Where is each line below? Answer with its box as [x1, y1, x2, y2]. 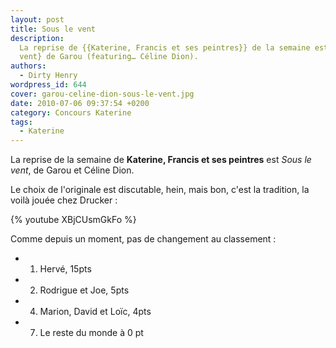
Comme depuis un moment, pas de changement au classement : [10, 233, 277, 245]
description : [10, 33, 65, 43]
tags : [10, 117, 33, 127]
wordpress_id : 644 [10, 80, 87, 90]
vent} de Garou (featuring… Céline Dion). [19, 52, 199, 62]
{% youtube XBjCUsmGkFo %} [10, 214, 137, 226]
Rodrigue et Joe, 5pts [39, 284, 130, 296]
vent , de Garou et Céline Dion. [10, 164, 135, 176]
